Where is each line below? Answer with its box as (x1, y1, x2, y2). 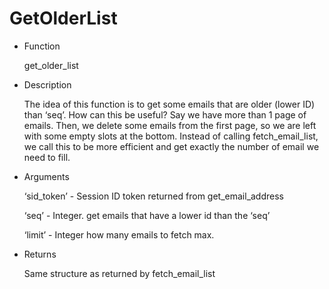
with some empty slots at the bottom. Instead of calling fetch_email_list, (23, 130, 319, 142)
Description (23, 78, 72, 91)
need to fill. (23, 151, 71, 163)
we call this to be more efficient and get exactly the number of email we (23, 140, 320, 152)
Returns (23, 248, 57, 260)
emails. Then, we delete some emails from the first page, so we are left (23, 119, 317, 131)
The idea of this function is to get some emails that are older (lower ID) (23, 98, 316, 110)
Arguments (23, 170, 70, 182)
